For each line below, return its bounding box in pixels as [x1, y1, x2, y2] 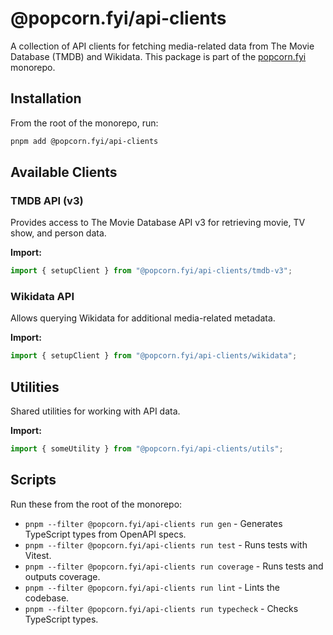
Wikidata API [10, 290, 75, 304]
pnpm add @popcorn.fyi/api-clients [10, 136, 159, 146]
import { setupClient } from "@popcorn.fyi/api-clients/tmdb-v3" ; [10, 266, 293, 276]
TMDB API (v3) [10, 193, 84, 207]
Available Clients [10, 164, 118, 181]
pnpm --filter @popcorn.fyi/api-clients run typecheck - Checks [24, 602, 299, 614]
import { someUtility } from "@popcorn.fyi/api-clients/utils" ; [10, 444, 284, 454]
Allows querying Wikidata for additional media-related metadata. [10, 312, 276, 324]
